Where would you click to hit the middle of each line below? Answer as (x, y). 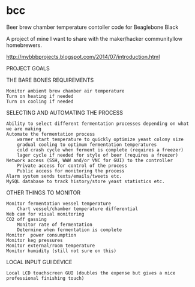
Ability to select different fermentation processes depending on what (97, 124)
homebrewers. (24, 45)
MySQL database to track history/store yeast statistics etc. (85, 181)
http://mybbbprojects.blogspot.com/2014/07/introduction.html (83, 56)
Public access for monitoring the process (71, 171)
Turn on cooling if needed (40, 101)
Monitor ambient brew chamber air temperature (65, 91)
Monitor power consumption (41, 235)
